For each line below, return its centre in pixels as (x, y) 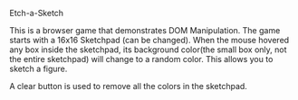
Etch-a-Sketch (37, 13)
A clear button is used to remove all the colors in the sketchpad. (128, 86)
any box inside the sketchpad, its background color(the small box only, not (148, 50)
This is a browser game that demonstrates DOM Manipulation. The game (145, 30)
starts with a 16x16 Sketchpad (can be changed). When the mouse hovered (149, 40)
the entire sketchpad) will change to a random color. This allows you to (141, 59)
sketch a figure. (38, 68)
